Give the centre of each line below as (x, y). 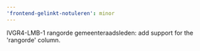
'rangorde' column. (33, 40)
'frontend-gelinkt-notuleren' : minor (61, 13)
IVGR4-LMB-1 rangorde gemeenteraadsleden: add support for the (100, 33)
